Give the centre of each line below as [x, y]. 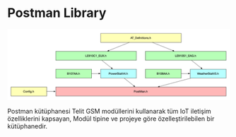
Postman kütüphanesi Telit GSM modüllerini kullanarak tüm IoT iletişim [110, 112]
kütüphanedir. [28, 126]
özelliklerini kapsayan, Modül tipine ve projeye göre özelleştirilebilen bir [111, 119]
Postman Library [57, 13]
